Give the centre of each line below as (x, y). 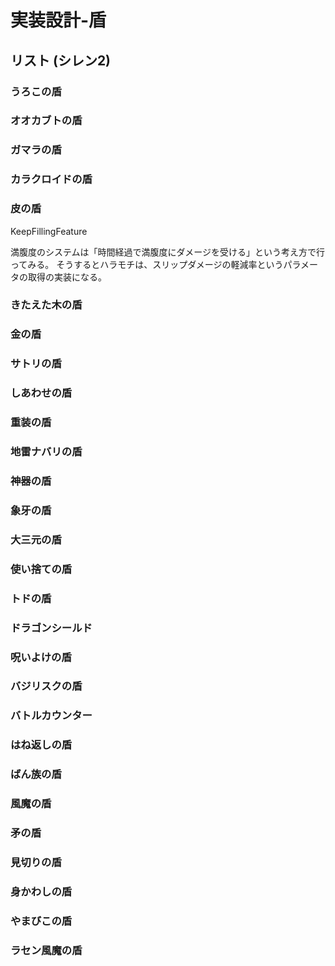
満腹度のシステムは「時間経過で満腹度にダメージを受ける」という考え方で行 (167, 252)
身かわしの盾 (41, 891)
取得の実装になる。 (67, 277)
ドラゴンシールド (51, 628)
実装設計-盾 (58, 20)
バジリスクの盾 (46, 686)
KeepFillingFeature (49, 231)
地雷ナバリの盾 (46, 452)
